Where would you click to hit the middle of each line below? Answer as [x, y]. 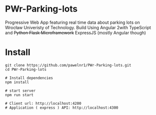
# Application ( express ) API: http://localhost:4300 [62, 108]
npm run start [19, 95]
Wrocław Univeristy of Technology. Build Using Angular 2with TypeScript [78, 27]
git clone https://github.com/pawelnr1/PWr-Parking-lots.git [68, 65]
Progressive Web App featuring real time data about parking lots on [72, 22]
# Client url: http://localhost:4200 [43, 103]
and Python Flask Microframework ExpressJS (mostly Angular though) [76, 33]
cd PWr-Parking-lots [26, 69]
